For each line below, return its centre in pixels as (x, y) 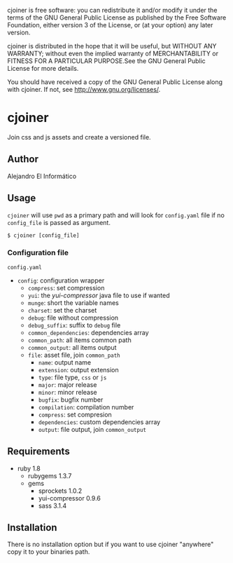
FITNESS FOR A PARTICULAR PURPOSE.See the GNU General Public (107, 61)
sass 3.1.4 (52, 506)
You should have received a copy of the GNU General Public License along (115, 82)
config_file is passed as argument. (59, 222)
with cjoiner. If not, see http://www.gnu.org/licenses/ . (84, 89)
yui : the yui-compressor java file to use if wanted (99, 295)
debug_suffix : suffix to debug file (74, 325)
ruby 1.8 (29, 468)
